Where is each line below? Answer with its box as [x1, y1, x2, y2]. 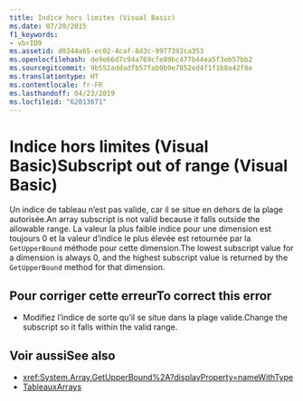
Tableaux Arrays [22, 381, 82, 392]
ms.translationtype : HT [9, 72, 99, 81]
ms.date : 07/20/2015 [9, 22, 88, 31]
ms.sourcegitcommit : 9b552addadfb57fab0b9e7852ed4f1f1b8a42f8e [9, 64, 253, 73]
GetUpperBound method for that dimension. [9, 262, 166, 273]
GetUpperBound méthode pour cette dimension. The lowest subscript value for [9, 243, 294, 254]
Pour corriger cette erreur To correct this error [9, 288, 272, 303]
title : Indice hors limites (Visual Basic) [9, 13, 176, 23]
